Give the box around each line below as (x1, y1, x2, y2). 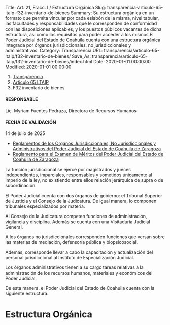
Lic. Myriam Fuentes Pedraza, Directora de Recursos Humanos (5, 107, 137, 114)
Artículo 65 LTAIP (12, 79, 49, 85)
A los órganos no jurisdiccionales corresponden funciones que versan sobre (5, 234, 165, 240)
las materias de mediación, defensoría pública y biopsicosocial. (5, 239, 138, 246)
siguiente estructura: (5, 290, 49, 297)
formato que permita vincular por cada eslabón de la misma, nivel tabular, (5, 15, 159, 21)
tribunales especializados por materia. (5, 203, 85, 209)
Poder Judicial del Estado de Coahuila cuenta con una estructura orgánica (5, 37, 161, 43)
